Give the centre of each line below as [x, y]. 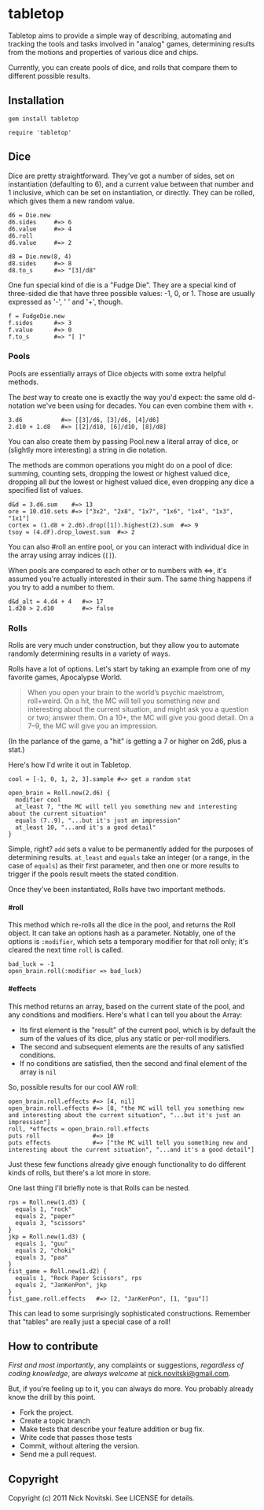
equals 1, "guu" [42, 1244]
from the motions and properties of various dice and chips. [103, 52]
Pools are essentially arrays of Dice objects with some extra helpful [117, 373]
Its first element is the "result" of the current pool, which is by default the [137, 1030]
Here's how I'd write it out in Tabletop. [70, 765]
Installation [36, 100]
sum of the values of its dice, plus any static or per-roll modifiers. [125, 1038]
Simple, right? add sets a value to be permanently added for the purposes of [131, 849]
